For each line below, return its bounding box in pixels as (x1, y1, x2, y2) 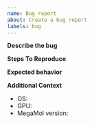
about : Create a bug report (7, 16, 88, 23)
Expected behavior (7, 68, 62, 76)
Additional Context (7, 82, 62, 90)
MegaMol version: (16, 109, 69, 117)
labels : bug (7, 23, 41, 29)
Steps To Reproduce (7, 55, 67, 63)
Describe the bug (7, 42, 58, 50)
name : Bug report (7, 10, 57, 17)
